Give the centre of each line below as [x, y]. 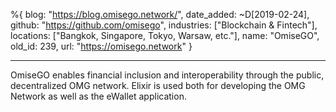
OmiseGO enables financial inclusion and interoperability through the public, [167, 75]
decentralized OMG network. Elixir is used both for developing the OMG [158, 85]
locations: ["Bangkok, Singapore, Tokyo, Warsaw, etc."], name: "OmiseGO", [165, 35]
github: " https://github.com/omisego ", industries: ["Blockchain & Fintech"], [164, 25]
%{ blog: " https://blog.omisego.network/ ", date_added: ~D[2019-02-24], [160, 14]
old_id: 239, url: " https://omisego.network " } [101, 46]
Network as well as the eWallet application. [98, 96]
